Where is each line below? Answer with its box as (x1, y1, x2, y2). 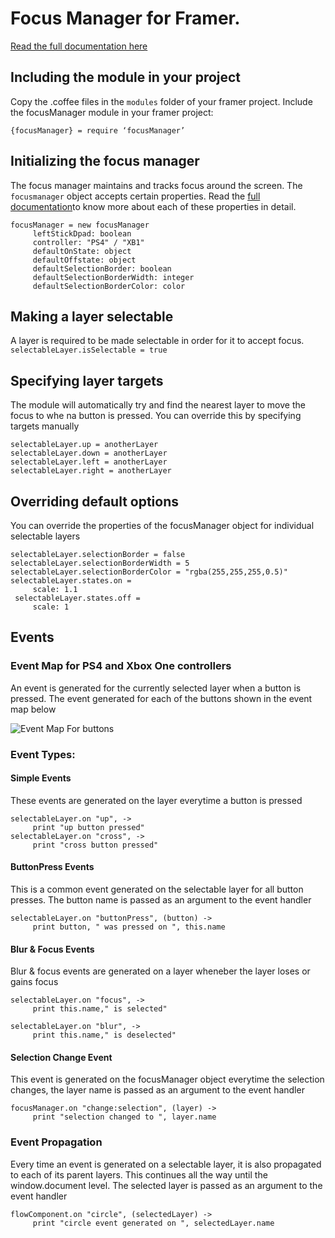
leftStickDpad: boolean (32, 228, 132, 239)
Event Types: (10, 747, 76, 761)
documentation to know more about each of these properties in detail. (10, 200, 297, 212)
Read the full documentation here (10, 40, 148, 52)
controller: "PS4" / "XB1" (32, 237, 145, 247)
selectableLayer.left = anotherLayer (10, 457, 168, 467)
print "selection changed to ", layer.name (32, 1112, 217, 1122)
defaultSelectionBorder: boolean (32, 263, 172, 274)
